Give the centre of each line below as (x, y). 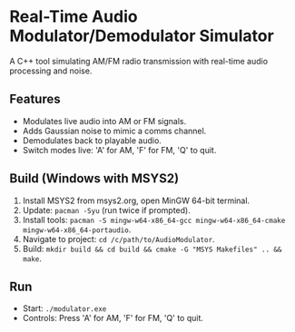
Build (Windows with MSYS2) (94, 179)
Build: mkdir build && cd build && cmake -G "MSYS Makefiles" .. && (152, 249)
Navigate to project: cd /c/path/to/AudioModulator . (118, 239)
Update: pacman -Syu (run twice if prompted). (106, 210)
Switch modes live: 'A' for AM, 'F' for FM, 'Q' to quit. (119, 150)
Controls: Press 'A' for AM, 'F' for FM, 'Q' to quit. (113, 318)
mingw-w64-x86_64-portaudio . (77, 229)
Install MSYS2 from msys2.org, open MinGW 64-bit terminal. (136, 200)
